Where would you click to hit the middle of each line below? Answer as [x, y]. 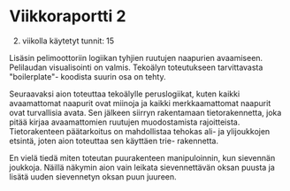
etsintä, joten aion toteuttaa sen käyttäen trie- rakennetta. [114, 141]
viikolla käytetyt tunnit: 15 [68, 41]
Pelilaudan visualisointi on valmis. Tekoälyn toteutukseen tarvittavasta [136, 67]
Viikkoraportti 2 [68, 16]
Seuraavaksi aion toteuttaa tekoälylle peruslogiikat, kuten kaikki [125, 94]
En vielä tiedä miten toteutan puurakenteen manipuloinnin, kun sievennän [142, 157]
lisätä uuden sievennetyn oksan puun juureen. [93, 176]
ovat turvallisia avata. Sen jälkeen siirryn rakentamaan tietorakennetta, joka [145, 112]
